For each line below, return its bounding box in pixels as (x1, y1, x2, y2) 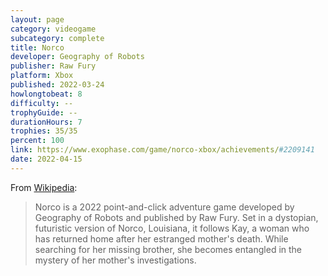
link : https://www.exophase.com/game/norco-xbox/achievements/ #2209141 (10, 145, 315, 155)
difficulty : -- (10, 98, 74, 108)
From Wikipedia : (10, 181, 78, 193)
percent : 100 (10, 136, 65, 146)
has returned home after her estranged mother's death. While (34, 232, 289, 245)
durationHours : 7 (10, 117, 83, 127)
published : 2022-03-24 (10, 80, 105, 90)
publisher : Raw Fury (10, 61, 97, 71)
